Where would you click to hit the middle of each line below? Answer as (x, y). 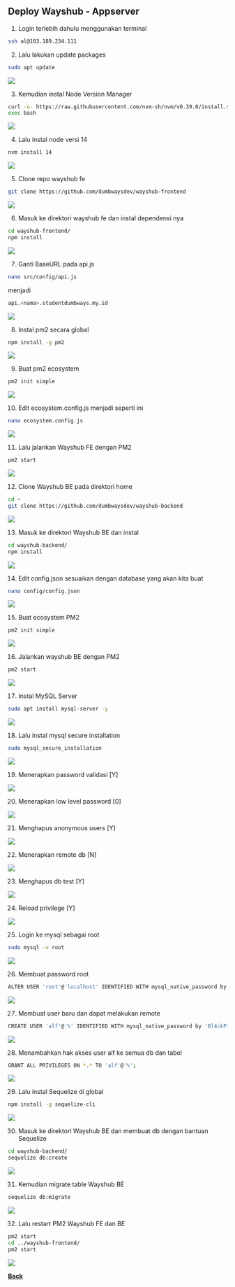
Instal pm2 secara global (53, 329)
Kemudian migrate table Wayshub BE (71, 1184)
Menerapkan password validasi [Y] (68, 774)
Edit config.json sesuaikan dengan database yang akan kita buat (111, 578)
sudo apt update (31, 67)
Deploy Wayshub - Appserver (74, 12)
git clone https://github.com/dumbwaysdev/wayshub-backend (96, 506)
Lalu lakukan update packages (62, 55)
